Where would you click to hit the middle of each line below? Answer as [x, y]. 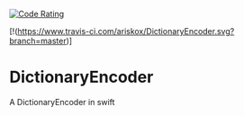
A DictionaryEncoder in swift [62, 102]
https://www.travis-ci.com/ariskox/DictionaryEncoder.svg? [126, 31]
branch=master [38, 41]
